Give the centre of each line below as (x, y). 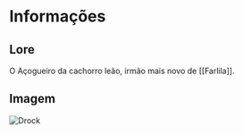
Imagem (33, 99)
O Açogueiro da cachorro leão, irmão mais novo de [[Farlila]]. (122, 71)
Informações (58, 17)
